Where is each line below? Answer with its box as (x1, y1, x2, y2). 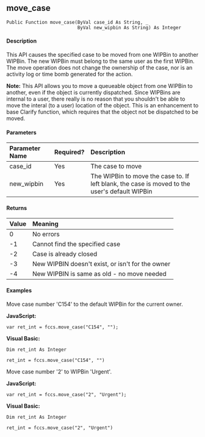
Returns (6, 204, 27, 211)
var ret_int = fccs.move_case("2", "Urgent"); (6, 391, 127, 397)
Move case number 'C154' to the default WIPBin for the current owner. (6, 300, 183, 308)
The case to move (90, 162, 142, 171)
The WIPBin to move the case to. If (90, 172, 190, 181)
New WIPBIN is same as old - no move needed (32, 270, 167, 278)
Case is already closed (32, 250, 98, 258)
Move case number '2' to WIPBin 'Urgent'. (6, 367, 112, 375)
